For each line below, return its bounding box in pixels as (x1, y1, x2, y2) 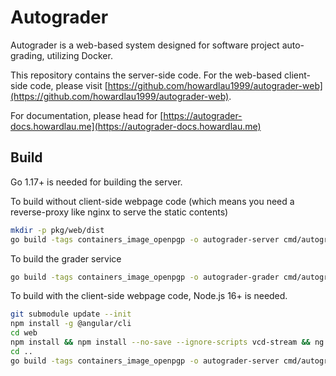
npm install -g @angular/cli (10, 319, 132, 329)
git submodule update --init (10, 309, 132, 320)
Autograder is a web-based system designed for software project (10, 39, 280, 51)
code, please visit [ (29, 79, 108, 91)
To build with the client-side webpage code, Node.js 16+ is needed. (10, 290, 288, 302)
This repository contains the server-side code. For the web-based (10, 69, 283, 81)
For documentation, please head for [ (10, 109, 164, 121)
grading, (10, 49, 45, 61)
